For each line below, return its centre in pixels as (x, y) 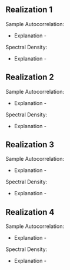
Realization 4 (30, 212)
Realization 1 (29, 10)
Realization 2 (30, 77)
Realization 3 (30, 145)
